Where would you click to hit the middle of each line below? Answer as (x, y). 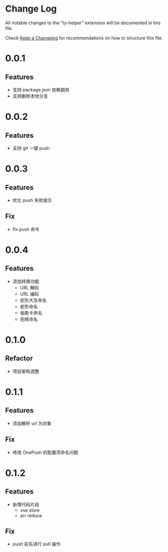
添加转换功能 (26, 281)
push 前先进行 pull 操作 (36, 544)
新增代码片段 (26, 504)
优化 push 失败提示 (32, 200)
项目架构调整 (26, 371)
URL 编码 (29, 294)
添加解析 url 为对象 (32, 423)
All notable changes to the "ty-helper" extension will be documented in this (83, 23)
